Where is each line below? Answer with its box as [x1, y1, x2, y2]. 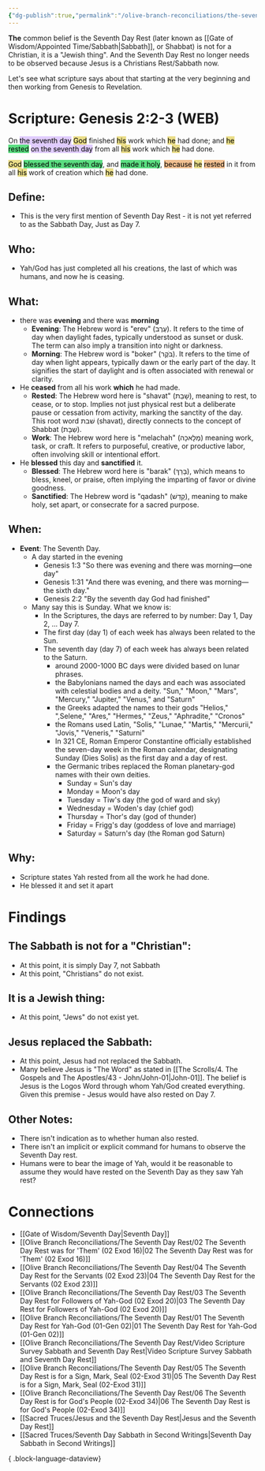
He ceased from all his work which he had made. [19, 383, 181, 392]
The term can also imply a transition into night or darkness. [31, 341, 223, 350]
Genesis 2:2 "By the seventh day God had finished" [43, 594, 211, 603]
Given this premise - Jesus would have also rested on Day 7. [19, 1089, 216, 1100]
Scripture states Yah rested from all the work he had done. [19, 872, 210, 881]
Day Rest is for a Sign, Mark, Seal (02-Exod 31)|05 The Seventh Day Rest [19, 1372, 256, 1380]
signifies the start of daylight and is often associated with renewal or [31, 366, 254, 375]
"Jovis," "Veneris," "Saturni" [54, 728, 146, 737]
